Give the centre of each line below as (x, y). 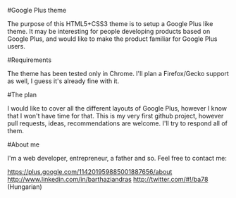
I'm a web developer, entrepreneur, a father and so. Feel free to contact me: (117, 158)
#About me (24, 144)
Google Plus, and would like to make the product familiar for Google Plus (112, 39)
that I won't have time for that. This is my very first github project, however (116, 116)
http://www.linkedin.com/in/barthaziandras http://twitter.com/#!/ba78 (108, 179)
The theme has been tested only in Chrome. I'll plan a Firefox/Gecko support (118, 74)
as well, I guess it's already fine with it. (63, 81)
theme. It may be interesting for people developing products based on (109, 31)
